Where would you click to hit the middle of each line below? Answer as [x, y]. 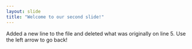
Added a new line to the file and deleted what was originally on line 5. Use [96, 33]
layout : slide [24, 11]
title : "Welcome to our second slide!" [55, 17]
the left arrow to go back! [37, 40]
